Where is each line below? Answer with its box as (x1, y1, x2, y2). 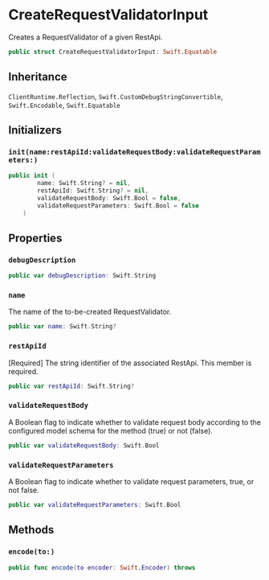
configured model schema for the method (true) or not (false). (8, 426, 213, 435)
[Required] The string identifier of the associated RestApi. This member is (8, 358, 252, 368)
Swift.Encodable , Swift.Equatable (8, 100, 120, 109)
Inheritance (8, 70, 67, 84)
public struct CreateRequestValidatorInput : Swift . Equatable (8, 47, 218, 56)
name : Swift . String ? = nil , (37, 179, 131, 187)
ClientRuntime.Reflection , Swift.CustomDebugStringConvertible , (8, 91, 223, 101)
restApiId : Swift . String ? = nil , (37, 187, 149, 195)
